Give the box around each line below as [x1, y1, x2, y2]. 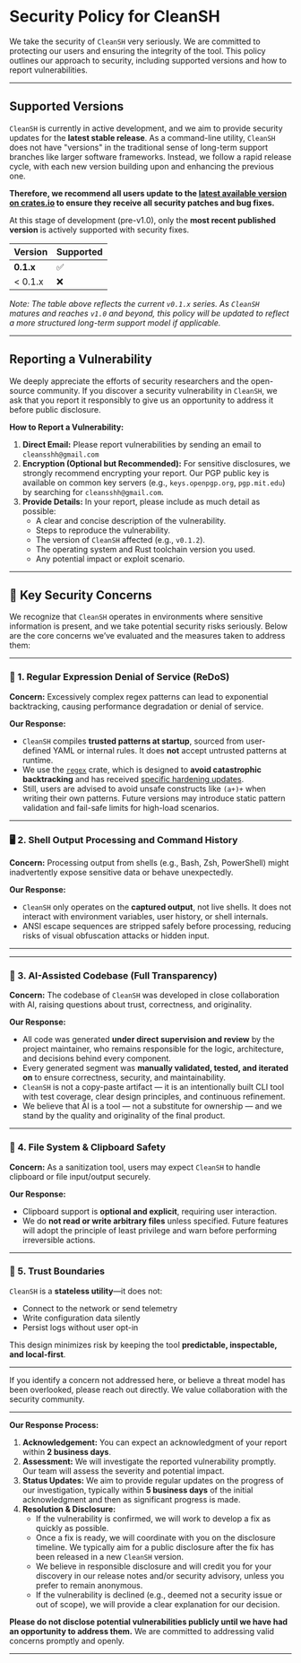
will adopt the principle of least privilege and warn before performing [21, 1224, 278, 1235]
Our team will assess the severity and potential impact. [21, 1465, 225, 1476]
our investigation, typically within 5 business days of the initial [21, 1485, 254, 1495]
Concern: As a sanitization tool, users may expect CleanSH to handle [9, 1162, 262, 1172]
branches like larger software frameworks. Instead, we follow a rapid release [9, 151, 292, 162]
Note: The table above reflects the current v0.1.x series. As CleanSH [9, 298, 260, 309]
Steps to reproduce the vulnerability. [35, 525, 170, 535]
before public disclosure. [9, 404, 101, 414]
